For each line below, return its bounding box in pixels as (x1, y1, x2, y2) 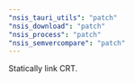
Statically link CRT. (8, 63, 78, 74)
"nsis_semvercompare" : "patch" (8, 38, 126, 48)
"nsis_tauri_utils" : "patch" (8, 13, 118, 23)
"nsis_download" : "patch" (8, 22, 105, 31)
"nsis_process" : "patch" (8, 30, 102, 39)
